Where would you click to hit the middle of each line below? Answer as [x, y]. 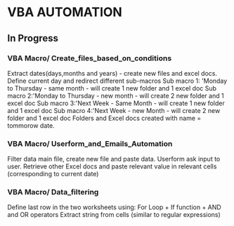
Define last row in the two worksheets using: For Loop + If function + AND [114, 207]
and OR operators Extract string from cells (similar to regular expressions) [114, 215]
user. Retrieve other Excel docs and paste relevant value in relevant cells [112, 166]
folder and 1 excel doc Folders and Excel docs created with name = [104, 118]
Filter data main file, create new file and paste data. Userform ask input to [114, 159]
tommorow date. [31, 125]
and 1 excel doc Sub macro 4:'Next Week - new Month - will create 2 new [114, 110]
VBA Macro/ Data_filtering [53, 192]
